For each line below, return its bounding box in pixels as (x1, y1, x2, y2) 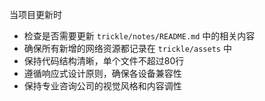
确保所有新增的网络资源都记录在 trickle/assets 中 (23, 43, 232, 54)
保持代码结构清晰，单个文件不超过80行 (23, 55, 185, 67)
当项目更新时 (9, 9, 62, 20)
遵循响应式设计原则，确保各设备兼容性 (23, 68, 182, 79)
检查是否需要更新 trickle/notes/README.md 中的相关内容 (23, 30, 256, 42)
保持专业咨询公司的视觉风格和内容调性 (23, 80, 182, 92)
